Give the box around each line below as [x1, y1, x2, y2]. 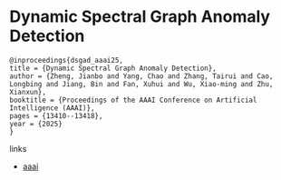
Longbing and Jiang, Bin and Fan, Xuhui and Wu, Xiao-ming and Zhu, [9, 79, 274, 88]
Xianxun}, [9, 87, 47, 96]
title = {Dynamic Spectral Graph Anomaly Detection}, [9, 64, 218, 73]
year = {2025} [9, 119, 63, 128]
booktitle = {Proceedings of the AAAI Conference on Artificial [9, 95, 257, 105]
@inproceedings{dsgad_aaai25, [9, 55, 124, 65]
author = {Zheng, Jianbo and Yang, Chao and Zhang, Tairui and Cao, [9, 71, 274, 81]
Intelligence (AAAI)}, [9, 103, 95, 113]
